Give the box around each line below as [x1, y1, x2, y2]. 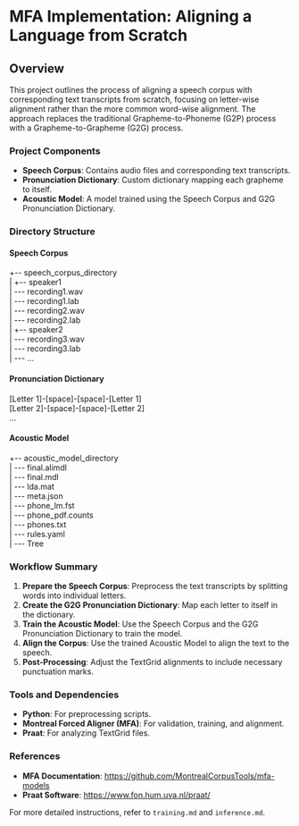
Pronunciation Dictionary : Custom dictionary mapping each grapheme [21, 174, 284, 185]
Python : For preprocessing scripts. [21, 709, 152, 720]
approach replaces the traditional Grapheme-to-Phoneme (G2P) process [9, 114, 277, 123]
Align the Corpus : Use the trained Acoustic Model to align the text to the [21, 637, 290, 649]
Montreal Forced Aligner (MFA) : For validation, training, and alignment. [21, 718, 285, 729]
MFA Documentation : [21, 771, 103, 781]
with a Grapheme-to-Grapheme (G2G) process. [9, 122, 184, 133]
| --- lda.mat [9, 481, 55, 492]
